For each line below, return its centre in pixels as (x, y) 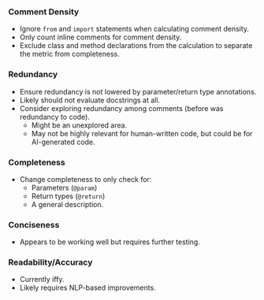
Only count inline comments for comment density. (100, 37)
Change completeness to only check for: (86, 179)
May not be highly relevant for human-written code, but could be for (142, 133)
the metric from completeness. (69, 54)
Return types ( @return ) (68, 196)
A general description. (67, 204)
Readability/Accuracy (50, 262)
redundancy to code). (55, 117)
